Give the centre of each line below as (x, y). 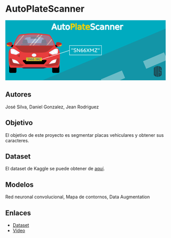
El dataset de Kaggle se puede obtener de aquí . (55, 169)
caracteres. (17, 140)
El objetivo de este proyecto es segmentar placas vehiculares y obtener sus (84, 135)
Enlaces (18, 213)
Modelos (20, 184)
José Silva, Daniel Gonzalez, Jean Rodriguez (52, 107)
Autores (18, 95)
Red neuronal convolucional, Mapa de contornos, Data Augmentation (78, 197)
